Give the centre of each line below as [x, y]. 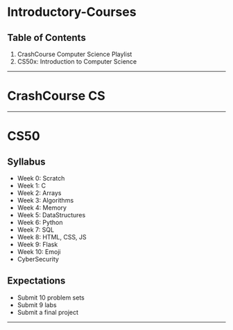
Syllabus [27, 162]
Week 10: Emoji [39, 251]
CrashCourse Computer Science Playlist [75, 54]
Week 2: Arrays [39, 193]
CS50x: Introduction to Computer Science [77, 62]
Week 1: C [32, 185]
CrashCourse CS [56, 96]
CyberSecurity [38, 259]
